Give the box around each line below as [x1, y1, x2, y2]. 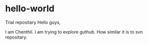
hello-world [5, 3, 55, 14]
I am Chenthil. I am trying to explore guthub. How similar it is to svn [5, 29, 143, 35]
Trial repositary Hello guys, [5, 19, 61, 25]
